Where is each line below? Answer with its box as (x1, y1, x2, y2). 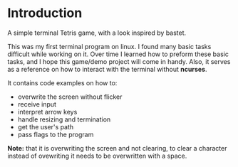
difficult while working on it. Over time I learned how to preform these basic (7, 50, 229, 58)
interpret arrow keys (17, 107, 78, 116)
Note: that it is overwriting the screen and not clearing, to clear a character (7, 144, 227, 152)
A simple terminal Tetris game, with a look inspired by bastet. (7, 28, 187, 37)
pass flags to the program (17, 130, 94, 139)
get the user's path (17, 122, 74, 131)
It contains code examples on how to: (7, 78, 118, 87)
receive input (17, 99, 57, 108)
